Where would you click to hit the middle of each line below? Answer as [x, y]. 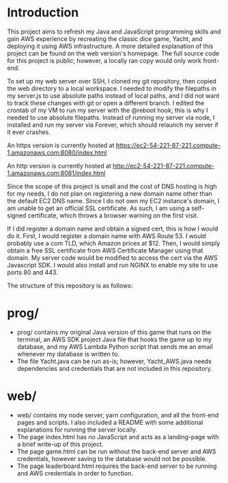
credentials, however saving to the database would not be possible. [112, 458]
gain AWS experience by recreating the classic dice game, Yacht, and [105, 38]
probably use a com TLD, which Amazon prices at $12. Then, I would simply [114, 243]
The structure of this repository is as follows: [70, 285]
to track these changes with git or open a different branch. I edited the [106, 103]
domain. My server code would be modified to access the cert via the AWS [112, 257]
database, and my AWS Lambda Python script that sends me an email [115, 346]
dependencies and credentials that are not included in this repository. [115, 368]
